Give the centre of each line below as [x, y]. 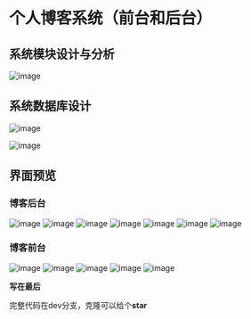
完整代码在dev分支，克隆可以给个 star [78, 305]
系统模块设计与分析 [62, 54]
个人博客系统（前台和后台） [111, 18]
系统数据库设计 [50, 106]
